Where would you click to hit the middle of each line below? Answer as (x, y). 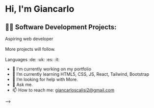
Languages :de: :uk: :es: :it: (32, 59)
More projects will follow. (30, 49)
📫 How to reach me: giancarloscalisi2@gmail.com (63, 90)
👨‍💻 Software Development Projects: (61, 27)
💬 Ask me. (23, 85)
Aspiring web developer (29, 39)
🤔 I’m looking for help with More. (45, 79)
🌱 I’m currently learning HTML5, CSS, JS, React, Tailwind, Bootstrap (81, 74)
